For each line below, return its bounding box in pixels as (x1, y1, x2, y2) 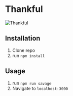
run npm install (12, 52, 45, 58)
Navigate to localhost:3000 (12, 85, 68, 91)
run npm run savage (12, 80, 52, 86)
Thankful (5, 3, 43, 15)
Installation (5, 34, 40, 43)
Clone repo (12, 47, 36, 53)
